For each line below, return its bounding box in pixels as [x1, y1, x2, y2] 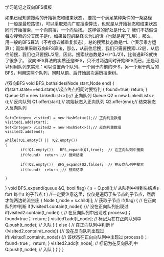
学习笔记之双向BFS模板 [5, 4, 52, 10]
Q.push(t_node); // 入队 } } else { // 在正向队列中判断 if [5, 222, 114, 228]
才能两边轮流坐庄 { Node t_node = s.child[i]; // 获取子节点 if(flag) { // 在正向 [5, 198, 157, 203]
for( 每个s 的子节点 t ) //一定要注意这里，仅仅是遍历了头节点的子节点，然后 [5, 191, 156, 197]
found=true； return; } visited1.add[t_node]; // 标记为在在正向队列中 [5, 216, 141, 222]
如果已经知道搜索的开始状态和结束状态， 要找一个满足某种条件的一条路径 [5, 15, 152, 21]
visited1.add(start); [5, 120, 49, 125]
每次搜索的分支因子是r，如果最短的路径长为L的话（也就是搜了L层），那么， [5, 33, 156, 39]
